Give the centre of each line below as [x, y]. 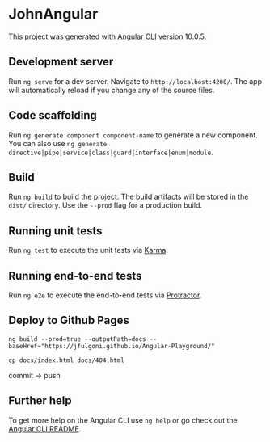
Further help [40, 401]
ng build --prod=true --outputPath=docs [78, 339]
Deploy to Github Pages [69, 320]
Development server [61, 62]
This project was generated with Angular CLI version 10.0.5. [108, 36]
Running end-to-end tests [75, 276]
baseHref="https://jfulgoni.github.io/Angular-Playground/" [112, 346]
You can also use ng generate [58, 143]
